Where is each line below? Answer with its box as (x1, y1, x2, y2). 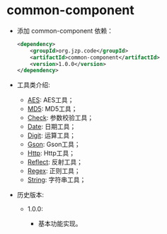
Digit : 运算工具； (27, 131, 76, 140)
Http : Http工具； (27, 149, 76, 157)
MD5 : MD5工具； (27, 105, 78, 113)
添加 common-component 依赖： (16, 26, 114, 35)
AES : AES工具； (27, 96, 74, 104)
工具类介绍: (16, 81, 50, 89)
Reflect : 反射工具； (27, 158, 83, 167)
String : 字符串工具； (27, 176, 86, 184)
